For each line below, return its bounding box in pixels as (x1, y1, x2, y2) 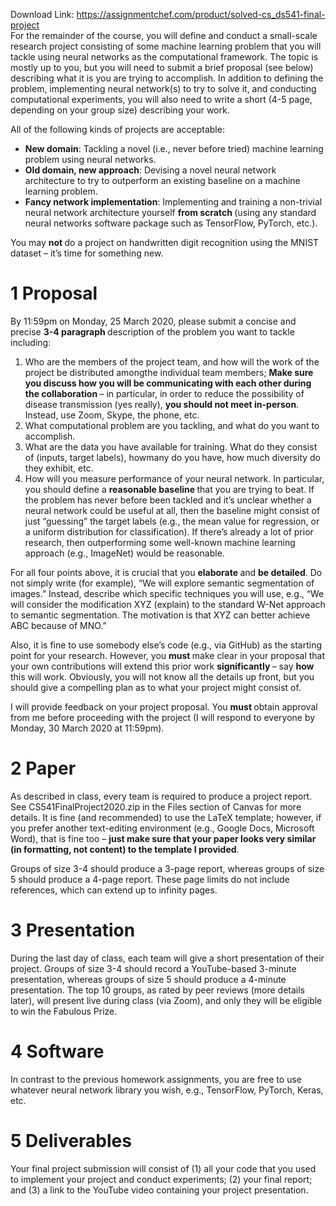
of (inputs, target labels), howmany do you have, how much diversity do (24, 451, 322, 463)
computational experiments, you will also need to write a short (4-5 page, (10, 94, 313, 105)
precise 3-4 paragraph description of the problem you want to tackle (10, 325, 295, 338)
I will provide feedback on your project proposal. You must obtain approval (10, 700, 318, 713)
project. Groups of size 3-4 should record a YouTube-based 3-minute (10, 962, 297, 974)
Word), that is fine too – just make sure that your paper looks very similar (10, 832, 317, 844)
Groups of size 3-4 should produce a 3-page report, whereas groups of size (10, 862, 325, 874)
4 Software (10, 1040, 105, 1063)
